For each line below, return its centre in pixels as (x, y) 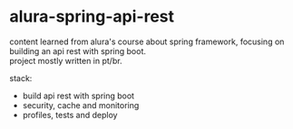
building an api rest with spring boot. (78, 51)
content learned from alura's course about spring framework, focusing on (147, 41)
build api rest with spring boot (78, 96)
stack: (21, 78)
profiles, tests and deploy (70, 115)
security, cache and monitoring (81, 105)
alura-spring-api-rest (92, 17)
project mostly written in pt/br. (66, 60)
